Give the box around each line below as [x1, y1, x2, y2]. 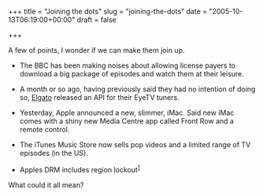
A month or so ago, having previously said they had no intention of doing [19, 84, 256, 94]
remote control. [19, 125, 70, 134]
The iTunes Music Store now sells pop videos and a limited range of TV [19, 140, 251, 149]
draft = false [76, 15, 117, 24]
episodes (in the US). [19, 149, 88, 157]
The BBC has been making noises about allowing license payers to [19, 61, 236, 70]
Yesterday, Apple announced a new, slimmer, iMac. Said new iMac [19, 108, 235, 117]
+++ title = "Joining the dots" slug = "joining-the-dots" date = [8, 7, 208, 16]
